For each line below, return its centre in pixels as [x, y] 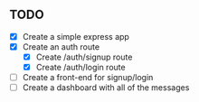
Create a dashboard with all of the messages [106, 88]
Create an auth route [61, 46]
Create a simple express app [76, 36]
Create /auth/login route [81, 67]
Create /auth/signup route [84, 57]
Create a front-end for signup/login [88, 78]
